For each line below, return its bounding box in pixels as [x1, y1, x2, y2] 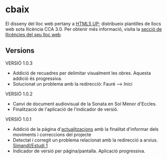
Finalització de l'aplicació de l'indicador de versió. [12, 106, 119, 112]
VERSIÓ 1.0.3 [5, 60, 33, 66]
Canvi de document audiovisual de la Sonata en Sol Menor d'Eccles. [12, 101, 157, 107]
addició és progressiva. [12, 75, 62, 82]
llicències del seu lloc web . [5, 31, 62, 37]
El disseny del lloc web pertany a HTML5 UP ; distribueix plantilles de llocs [5, 21, 161, 27]
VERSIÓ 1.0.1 [5, 116, 32, 122]
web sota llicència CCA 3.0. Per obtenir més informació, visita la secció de [5, 26, 162, 32]
